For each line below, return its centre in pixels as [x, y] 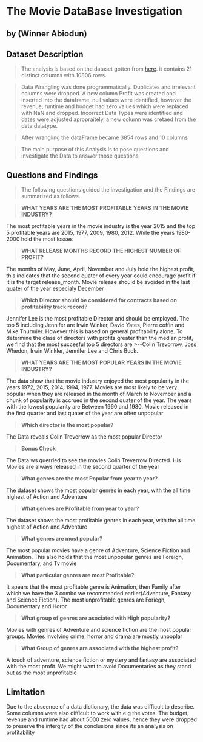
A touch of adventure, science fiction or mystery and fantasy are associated [101, 660]
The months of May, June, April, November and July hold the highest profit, [101, 269]
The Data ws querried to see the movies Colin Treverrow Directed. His [94, 460]
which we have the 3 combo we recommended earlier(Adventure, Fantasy [99, 594]
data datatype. [39, 126]
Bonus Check [38, 449]
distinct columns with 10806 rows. [64, 75]
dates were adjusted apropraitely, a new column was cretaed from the [108, 119]
